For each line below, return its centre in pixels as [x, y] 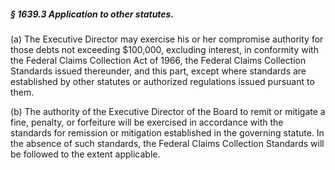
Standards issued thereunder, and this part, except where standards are [158, 71]
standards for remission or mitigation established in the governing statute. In [167, 132]
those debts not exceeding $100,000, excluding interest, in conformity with [164, 49]
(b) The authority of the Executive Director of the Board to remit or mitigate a [168, 111]
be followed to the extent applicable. [85, 154]
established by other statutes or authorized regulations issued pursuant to [162, 81]
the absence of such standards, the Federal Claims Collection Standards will [167, 143]
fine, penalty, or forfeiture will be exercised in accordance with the [147, 122]
